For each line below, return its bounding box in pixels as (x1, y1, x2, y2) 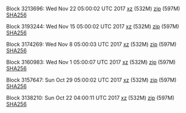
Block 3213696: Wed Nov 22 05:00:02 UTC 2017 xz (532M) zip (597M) (6, 5, 181, 12)
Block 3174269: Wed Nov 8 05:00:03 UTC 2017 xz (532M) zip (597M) (6, 41, 177, 48)
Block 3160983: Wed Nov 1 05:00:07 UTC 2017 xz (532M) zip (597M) (6, 59, 176, 65)
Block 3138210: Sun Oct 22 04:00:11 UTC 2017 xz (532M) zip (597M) (6, 95, 175, 101)
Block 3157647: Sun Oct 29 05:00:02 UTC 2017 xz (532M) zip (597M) (6, 77, 177, 83)
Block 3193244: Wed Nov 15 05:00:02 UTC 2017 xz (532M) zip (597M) (6, 23, 179, 30)
